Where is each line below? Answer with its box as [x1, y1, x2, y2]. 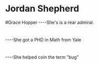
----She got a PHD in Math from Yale [5, 37, 81, 43]
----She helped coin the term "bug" [5, 54, 79, 60]
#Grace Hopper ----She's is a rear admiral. [5, 19, 94, 25]
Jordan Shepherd [5, 3, 79, 14]
